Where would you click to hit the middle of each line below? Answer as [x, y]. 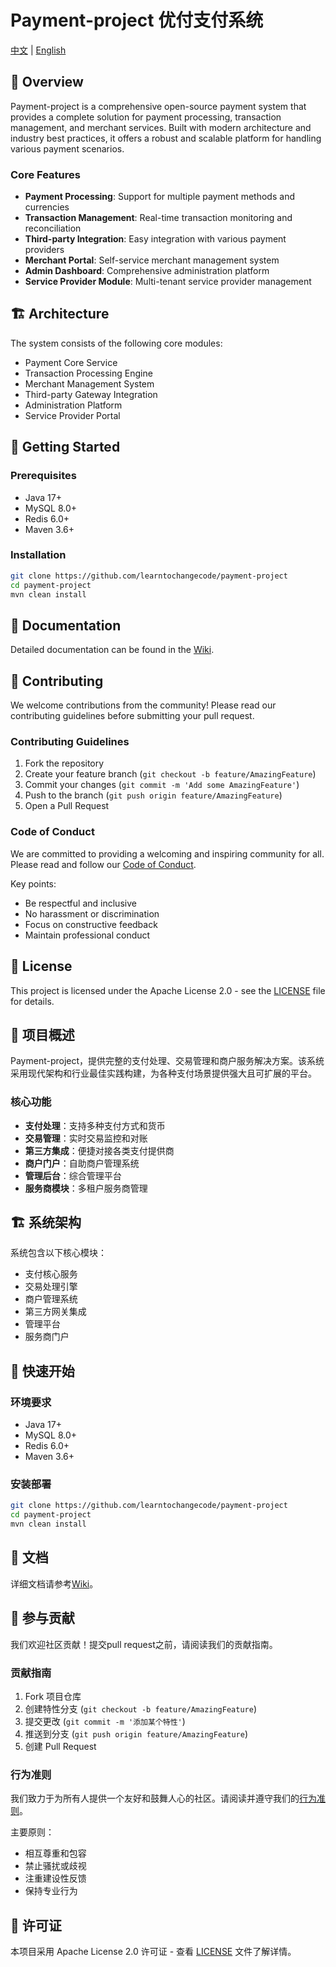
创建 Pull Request [60, 1746]
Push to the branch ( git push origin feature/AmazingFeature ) [153, 795]
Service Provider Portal [72, 415]
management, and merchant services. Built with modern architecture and [161, 127]
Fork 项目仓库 [53, 1696]
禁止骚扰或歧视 [55, 1866]
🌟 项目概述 [42, 1034]
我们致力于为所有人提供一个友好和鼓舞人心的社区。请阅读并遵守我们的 [155, 1798]
